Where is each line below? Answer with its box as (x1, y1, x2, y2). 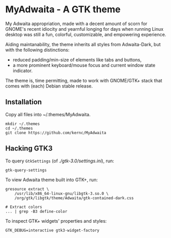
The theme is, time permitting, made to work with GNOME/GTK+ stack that (5, 77, 162, 83)
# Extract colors (5, 204, 42, 209)
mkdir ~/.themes (5, 121, 40, 126)
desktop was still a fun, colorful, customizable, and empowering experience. (5, 31, 166, 37)
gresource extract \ (5, 186, 50, 191)
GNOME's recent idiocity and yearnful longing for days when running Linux (5, 26, 164, 32)
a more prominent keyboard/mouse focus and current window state (12, 62, 156, 68)
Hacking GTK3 (5, 144, 53, 153)
